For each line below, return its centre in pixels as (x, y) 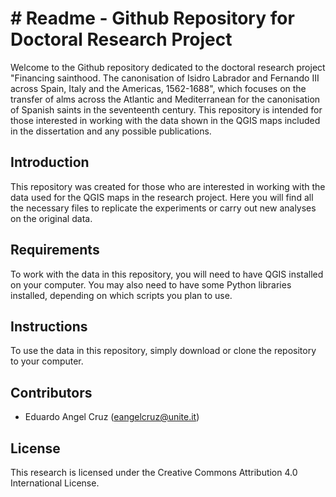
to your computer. (47, 361)
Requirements (55, 250)
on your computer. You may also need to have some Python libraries (151, 284)
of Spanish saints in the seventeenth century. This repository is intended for (166, 109)
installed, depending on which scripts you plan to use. (121, 295)
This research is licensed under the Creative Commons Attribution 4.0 (154, 472)
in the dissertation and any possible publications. (111, 131)
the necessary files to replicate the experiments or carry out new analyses (163, 208)
